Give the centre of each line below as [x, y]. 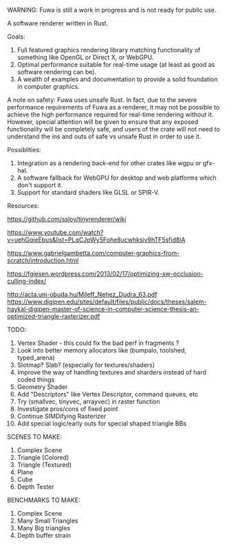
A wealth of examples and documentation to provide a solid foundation [117, 79]
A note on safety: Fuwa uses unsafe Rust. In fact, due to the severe [102, 100]
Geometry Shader [42, 387]
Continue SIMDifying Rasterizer [62, 416]
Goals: [16, 36]
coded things [36, 379]
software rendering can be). [57, 72]
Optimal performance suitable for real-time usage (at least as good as [116, 64]
